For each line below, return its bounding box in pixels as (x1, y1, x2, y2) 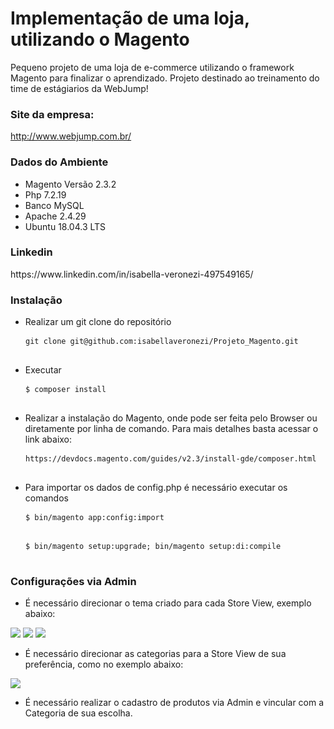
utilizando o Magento (10, 28, 190, 51)
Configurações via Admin (10, 575, 137, 589)
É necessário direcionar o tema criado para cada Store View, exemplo (24, 597, 312, 609)
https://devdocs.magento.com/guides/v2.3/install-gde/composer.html (25, 454, 317, 464)
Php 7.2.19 (24, 188, 67, 201)
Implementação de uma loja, (10, 7, 250, 30)
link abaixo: (24, 433, 73, 446)
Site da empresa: (10, 107, 95, 121)
